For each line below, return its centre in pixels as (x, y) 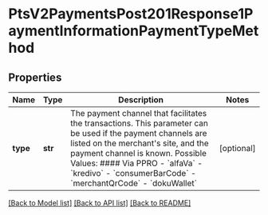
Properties (35, 77)
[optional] (237, 148)
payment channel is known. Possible (139, 153)
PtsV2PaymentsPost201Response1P (131, 14)
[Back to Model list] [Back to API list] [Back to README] (100, 203)
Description (141, 100)
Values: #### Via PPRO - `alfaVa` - (137, 163)
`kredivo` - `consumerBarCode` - (134, 173)
